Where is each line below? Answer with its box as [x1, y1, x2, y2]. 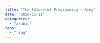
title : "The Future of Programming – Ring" [5, 7, 96, 12]
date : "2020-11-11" [5, 12, 45, 17]
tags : [5, 26, 16, 31]
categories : [5, 16, 30, 21]
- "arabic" [9, 21, 32, 26]
